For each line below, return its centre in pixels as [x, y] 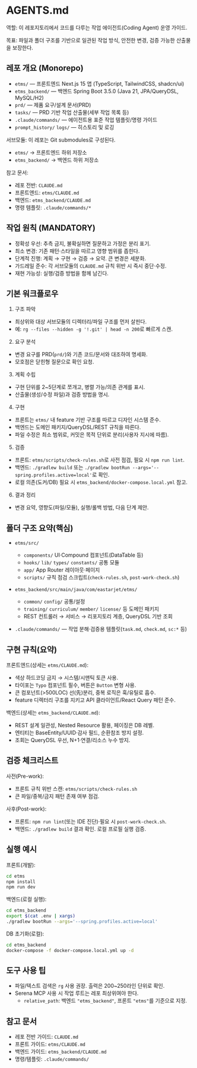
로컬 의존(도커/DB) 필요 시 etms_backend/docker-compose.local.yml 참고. [101, 482]
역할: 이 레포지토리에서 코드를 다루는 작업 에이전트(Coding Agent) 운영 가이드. [97, 27]
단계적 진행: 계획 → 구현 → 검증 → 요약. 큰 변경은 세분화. [80, 258]
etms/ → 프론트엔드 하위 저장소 [51, 152]
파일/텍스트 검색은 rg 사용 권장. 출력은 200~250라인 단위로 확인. [90, 986]
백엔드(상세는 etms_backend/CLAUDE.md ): [53, 712]
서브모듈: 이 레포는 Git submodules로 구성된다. [61, 140]
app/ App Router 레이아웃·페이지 [62, 570]
